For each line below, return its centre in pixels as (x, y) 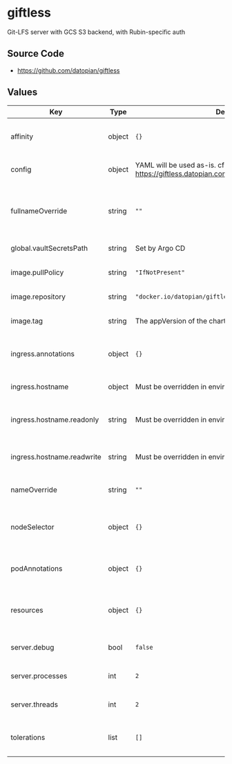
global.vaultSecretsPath (49, 248)
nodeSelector (32, 526)
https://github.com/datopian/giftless (68, 70)
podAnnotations (37, 568)
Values (22, 92)
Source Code (36, 54)
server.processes (39, 675)
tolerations (28, 737)
